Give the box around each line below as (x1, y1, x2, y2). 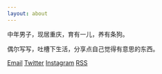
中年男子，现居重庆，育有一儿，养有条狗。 (7, 30, 129, 38)
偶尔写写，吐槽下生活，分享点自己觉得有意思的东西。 (7, 44, 159, 53)
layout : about (7, 10, 48, 17)
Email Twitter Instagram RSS (7, 58, 88, 66)
